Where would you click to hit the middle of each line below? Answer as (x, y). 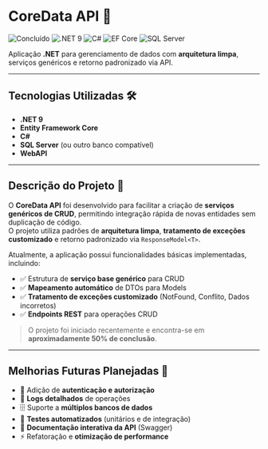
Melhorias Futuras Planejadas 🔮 (89, 371)
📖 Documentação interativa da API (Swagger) (96, 427)
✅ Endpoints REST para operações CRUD (89, 314)
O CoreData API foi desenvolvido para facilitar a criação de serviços (121, 205)
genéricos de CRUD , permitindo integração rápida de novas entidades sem (132, 213)
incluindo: (24, 263)
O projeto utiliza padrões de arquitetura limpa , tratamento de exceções (127, 230)
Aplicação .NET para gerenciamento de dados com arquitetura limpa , (124, 54)
